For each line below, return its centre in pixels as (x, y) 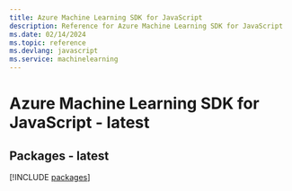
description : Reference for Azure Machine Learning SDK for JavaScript (146, 26)
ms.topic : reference (48, 43)
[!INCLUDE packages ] (50, 177)
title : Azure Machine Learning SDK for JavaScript (106, 17)
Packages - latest (59, 156)
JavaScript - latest (80, 123)
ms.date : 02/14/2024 (48, 34)
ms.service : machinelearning (64, 59)
